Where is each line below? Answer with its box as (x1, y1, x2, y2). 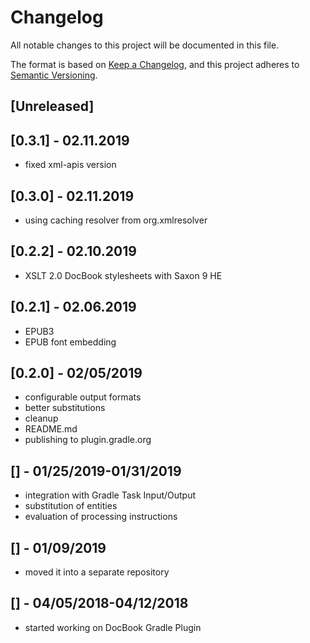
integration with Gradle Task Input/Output (24, 489, 197, 501)
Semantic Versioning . (10, 69, 98, 81)
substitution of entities (24, 500, 118, 512)
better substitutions (24, 402, 106, 414)
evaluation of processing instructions (24, 511, 178, 523)
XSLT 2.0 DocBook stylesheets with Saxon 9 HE (24, 269, 223, 281)
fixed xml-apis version (24, 159, 117, 171)
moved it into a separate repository (24, 566, 170, 578)
